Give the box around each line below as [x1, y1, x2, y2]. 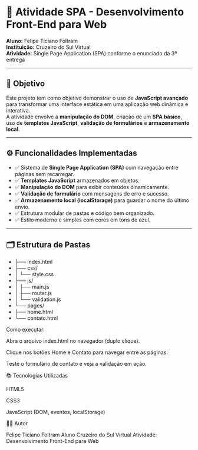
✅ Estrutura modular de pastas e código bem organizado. [14, 209, 155, 217]
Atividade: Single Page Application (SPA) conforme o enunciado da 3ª [6, 49, 177, 57]
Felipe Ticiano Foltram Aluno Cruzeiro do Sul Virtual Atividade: [6, 431, 157, 438]
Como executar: [6, 326, 45, 333]
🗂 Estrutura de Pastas [6, 240, 90, 250]
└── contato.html [14, 315, 58, 322]
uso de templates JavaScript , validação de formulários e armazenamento [6, 119, 190, 126]
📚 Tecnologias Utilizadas [6, 372, 68, 379]
